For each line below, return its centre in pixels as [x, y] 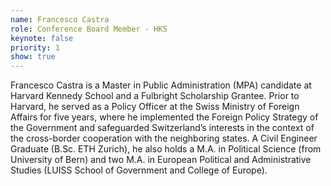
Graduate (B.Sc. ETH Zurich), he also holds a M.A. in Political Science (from [166, 149]
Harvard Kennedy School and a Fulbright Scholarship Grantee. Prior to [155, 96]
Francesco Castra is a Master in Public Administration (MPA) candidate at [161, 85]
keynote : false [42, 38]
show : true [33, 57]
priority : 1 [35, 47]
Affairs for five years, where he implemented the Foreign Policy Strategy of [164, 117]
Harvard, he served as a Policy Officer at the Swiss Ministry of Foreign [155, 107]
